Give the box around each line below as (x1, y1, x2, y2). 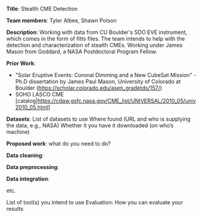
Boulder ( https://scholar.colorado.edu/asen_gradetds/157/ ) (15, 84, 162, 92)
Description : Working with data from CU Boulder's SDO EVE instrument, (6, 28, 187, 36)
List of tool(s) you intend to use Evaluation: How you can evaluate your (6, 199, 184, 205)
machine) (6, 129, 30, 135)
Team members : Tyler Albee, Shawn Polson (6, 17, 117, 24)
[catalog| (15, 97, 38, 104)
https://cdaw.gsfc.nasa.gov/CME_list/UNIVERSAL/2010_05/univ (37, 97, 197, 104)
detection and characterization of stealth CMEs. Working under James (6, 42, 183, 48)
